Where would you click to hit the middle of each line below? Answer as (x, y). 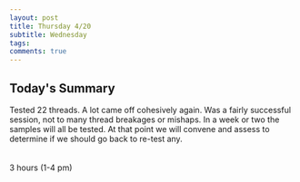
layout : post (34, 18)
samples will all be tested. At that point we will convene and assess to (140, 129)
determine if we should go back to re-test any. (96, 139)
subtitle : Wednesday (49, 34)
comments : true (38, 52)
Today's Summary (62, 88)
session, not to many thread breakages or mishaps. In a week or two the (145, 120)
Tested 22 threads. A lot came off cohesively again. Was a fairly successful (150, 110)
